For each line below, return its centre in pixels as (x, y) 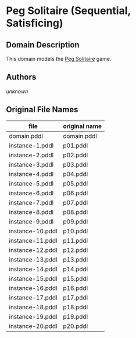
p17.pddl (76, 298)
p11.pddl (76, 240)
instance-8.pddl (31, 212)
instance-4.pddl (31, 174)
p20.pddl (76, 326)
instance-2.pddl (31, 155)
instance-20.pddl (33, 326)
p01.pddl (76, 146)
